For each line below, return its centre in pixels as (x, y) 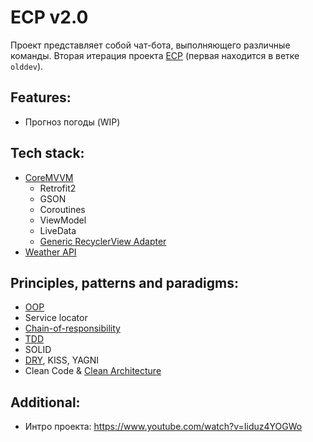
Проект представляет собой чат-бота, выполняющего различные (150, 45)
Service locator (56, 318)
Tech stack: (47, 153)
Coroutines (62, 209)
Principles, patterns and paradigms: (124, 282)
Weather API (50, 252)
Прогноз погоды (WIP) (72, 122)
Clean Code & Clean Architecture (93, 371)
